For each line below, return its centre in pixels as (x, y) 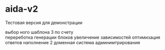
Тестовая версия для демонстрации (44, 23)
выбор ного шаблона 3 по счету (39, 32)
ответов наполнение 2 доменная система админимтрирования (73, 42)
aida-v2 (22, 9)
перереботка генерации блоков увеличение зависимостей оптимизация (83, 37)
